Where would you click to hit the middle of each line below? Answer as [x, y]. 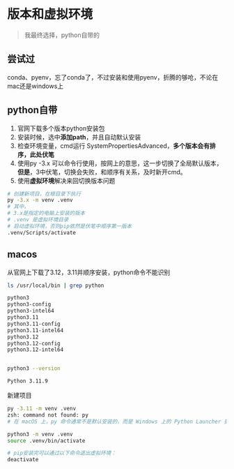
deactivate [23, 460]
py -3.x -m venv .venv [40, 200]
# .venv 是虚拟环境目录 [38, 220]
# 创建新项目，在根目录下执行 [44, 194]
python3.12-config [34, 343]
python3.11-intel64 [36, 330]
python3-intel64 [31, 311]
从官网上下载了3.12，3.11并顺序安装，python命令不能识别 [89, 272]
